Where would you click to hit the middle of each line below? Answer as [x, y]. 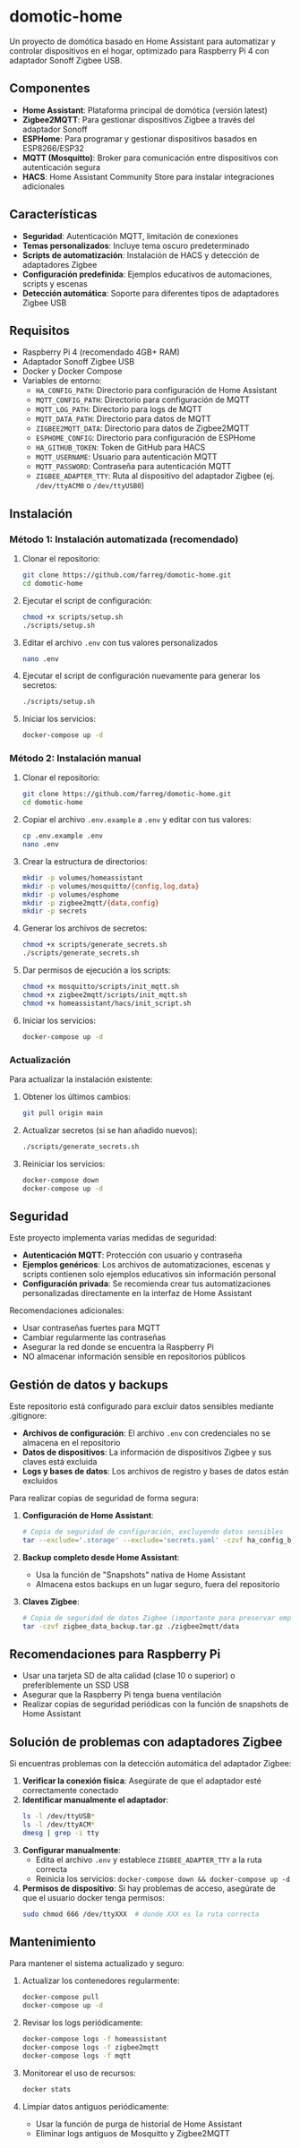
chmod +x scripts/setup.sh [73, 617]
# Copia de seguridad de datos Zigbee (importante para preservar [149, 1618]
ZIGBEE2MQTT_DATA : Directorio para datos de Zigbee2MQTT [142, 428]
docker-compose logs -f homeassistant [94, 2040]
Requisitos [39, 330]
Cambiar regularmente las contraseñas [94, 1337]
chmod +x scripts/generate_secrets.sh [94, 945]
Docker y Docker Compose [72, 371]
